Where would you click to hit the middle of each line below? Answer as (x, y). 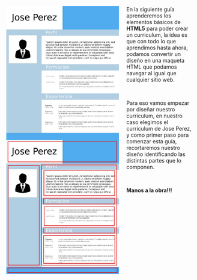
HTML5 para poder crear (157, 28)
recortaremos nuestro (153, 148)
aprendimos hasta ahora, (157, 48)
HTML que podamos (152, 67)
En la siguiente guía (150, 9)
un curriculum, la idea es (157, 35)
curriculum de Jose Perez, (159, 129)
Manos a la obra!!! (149, 190)
